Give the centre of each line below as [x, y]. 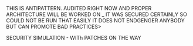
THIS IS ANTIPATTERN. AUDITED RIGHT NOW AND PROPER [79, 8]
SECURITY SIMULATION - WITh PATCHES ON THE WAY [74, 38]
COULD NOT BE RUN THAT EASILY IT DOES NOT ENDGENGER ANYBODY [95, 20]
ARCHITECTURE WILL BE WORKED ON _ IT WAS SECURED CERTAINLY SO [97, 14]
